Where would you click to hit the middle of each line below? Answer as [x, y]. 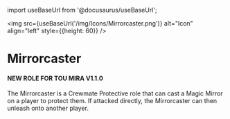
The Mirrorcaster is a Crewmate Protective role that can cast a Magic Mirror [115, 93]
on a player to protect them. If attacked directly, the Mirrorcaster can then [112, 101]
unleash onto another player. [48, 108]
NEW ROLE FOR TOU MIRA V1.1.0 [55, 78]
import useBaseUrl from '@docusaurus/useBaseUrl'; [82, 10]
